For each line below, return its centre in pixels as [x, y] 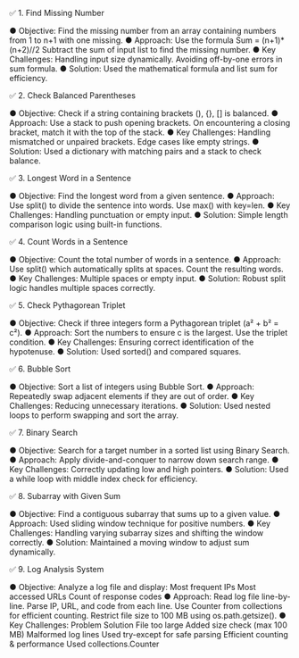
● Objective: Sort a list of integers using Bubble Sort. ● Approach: [132, 387]
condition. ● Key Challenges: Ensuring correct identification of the [132, 342]
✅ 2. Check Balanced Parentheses [73, 96]
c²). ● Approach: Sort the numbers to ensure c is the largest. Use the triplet [149, 333]
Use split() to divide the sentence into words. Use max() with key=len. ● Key [150, 205]
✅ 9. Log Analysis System [57, 569]
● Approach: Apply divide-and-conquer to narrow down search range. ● [144, 460]
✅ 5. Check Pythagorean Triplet [67, 305]
